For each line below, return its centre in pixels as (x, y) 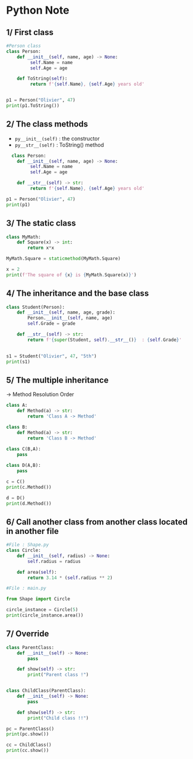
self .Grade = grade (52, 324)
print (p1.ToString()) (33, 106)
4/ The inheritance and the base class (77, 294)
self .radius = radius (54, 561)
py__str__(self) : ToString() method (59, 145)
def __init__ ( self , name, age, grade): (66, 312)
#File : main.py (26, 589)
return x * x (41, 248)
